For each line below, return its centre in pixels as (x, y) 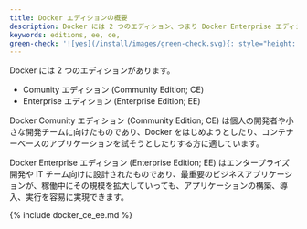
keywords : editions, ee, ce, (65, 35)
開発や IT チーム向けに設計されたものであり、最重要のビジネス (127, 174)
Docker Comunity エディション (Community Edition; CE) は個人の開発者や (148, 120)
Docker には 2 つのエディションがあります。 (92, 70)
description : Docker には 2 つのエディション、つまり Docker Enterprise (141, 26)
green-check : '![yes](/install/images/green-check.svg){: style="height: (153, 43)
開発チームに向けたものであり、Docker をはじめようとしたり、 (143, 132)
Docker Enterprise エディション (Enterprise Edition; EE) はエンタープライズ (150, 163)
